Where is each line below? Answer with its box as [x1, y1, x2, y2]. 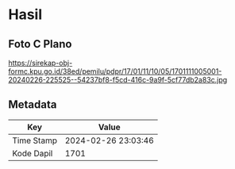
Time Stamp [12, 135, 58, 146]
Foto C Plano [8, 37, 72, 51]
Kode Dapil [12, 148, 53, 159]
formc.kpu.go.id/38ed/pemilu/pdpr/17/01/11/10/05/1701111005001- [8, 67, 222, 76]
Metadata [8, 98, 57, 112]
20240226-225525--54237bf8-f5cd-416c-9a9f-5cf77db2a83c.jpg [8, 75, 228, 84]
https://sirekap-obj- [8, 58, 73, 67]
